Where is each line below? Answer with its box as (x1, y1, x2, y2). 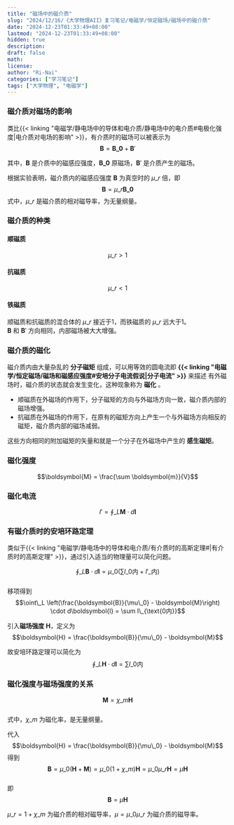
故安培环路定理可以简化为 (7, 647, 81, 656)
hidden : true (7, 37, 46, 44)
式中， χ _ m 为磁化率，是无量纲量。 (7, 715, 107, 723)
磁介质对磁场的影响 (7, 107, 72, 117)
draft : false (7, 50, 46, 57)
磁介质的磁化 (7, 345, 51, 355)
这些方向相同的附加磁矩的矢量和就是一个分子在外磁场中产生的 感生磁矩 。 (7, 437, 218, 445)
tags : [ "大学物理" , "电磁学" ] (7, 82, 88, 89)
